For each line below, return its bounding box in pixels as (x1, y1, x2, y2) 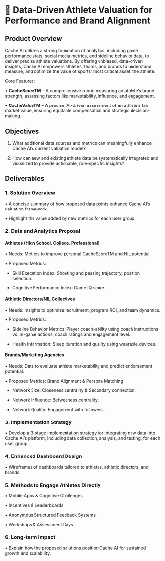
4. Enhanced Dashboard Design (5, 453, 82, 460)
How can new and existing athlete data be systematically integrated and (12, 155, 159, 161)
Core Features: (5, 78, 35, 84)
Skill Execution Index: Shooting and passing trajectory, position (12, 270, 140, 276)
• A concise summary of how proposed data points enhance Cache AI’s (5, 201, 150, 207)
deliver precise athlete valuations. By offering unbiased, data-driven (5, 58, 143, 64)
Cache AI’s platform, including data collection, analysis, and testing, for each (5, 435, 161, 441)
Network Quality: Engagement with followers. (12, 407, 104, 413)
